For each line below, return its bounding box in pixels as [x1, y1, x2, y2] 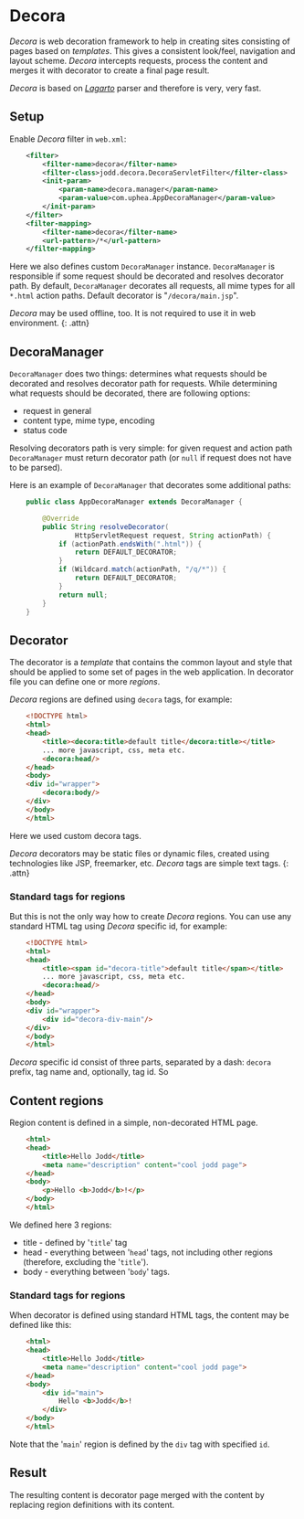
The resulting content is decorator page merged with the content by [9, 1489, 265, 1500]
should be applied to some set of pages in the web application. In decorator [9, 666, 294, 677]
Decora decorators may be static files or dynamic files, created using [9, 847, 270, 859]
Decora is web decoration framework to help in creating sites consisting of [9, 36, 290, 47]
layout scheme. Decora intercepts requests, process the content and [9, 55, 268, 66]
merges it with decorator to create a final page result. [9, 65, 210, 76]
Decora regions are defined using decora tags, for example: [9, 694, 233, 705]
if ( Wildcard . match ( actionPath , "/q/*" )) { [58, 565, 226, 574]
